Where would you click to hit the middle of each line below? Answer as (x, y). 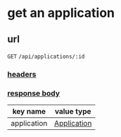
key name (29, 112)
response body (34, 93)
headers (22, 74)
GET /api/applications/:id (46, 56)
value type (73, 112)
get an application (61, 13)
